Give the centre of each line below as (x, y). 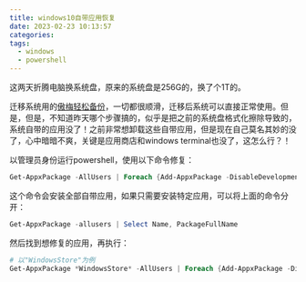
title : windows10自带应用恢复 (62, 18)
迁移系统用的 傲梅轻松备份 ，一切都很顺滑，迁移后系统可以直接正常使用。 (145, 106)
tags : (20, 43)
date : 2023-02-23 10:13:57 (61, 26)
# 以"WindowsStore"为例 (52, 260)
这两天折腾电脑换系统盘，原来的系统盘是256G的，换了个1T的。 (127, 87)
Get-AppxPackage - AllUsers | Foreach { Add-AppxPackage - (120, 177)
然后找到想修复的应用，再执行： (69, 243)
